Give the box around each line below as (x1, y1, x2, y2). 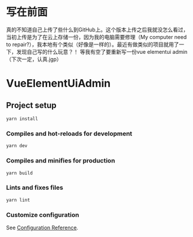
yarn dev (6, 143, 28, 149)
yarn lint (6, 197, 31, 203)
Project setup (6, 100, 57, 110)
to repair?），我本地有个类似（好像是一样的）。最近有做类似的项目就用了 (6, 41, 179, 48)
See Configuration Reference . (6, 224, 78, 231)
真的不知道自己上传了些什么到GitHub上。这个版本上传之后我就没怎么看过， (6, 26, 189, 33)
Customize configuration (6, 210, 80, 219)
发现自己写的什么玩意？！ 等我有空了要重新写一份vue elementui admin (16, 48, 188, 55)
